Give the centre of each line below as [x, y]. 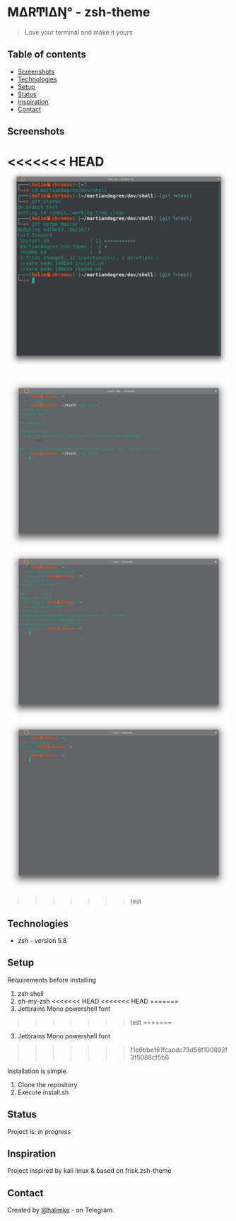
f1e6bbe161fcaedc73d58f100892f [179, 1050]
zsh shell [30, 993]
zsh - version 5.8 [42, 941]
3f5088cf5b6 [150, 1057]
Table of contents [47, 55]
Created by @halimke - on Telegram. [61, 1210]
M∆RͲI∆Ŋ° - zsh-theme [79, 12]
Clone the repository [47, 1084]
